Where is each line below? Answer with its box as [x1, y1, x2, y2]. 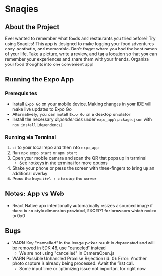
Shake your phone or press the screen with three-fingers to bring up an [12, 165, 155, 171]
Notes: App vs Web [5, 190, 64, 198]
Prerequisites [5, 90, 37, 97]
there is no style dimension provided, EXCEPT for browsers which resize [12, 208, 157, 213]
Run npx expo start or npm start [12, 149, 78, 156]
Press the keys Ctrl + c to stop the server [12, 176, 97, 181]
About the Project [5, 23, 59, 31]
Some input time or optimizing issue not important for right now [19, 265, 146, 271]
